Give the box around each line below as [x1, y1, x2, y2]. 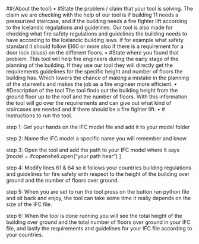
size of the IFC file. [6, 201, 52, 208]
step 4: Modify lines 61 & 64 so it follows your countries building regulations [6, 164, 192, 171]
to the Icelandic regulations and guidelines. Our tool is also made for [6, 24, 173, 31]
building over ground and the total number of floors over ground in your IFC [6, 219, 191, 226]
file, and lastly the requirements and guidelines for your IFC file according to [6, 225, 192, 232]
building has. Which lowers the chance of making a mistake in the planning [6, 74, 189, 81]
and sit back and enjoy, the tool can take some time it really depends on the [6, 195, 191, 201]
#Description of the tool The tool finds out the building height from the [6, 87, 178, 94]
